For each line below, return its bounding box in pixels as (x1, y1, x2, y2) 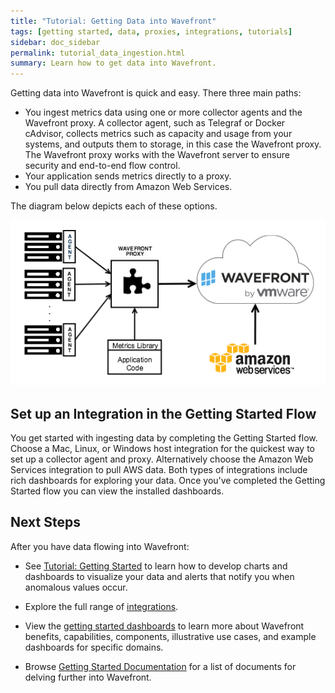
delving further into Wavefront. (24, 671, 152, 683)
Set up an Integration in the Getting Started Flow (10, 405, 317, 422)
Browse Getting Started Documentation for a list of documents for (24, 660, 297, 672)
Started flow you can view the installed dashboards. (10, 485, 225, 497)
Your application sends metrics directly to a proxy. (24, 170, 232, 182)
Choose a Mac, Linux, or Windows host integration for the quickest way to (10, 443, 315, 455)
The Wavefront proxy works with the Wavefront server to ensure (24, 149, 290, 161)
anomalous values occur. (24, 581, 128, 593)
